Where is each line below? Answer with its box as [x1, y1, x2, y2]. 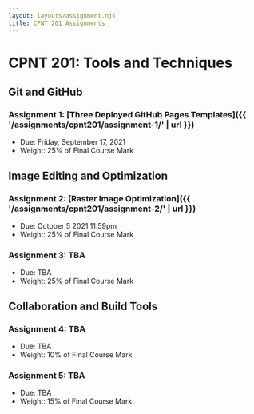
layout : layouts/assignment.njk [8, 11, 116, 20]
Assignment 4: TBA [8, 323, 86, 334]
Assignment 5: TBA [8, 369, 85, 380]
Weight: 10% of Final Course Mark [19, 350, 133, 360]
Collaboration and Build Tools [8, 299, 158, 312]
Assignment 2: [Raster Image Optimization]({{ [8, 193, 191, 204]
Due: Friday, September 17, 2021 [19, 137, 126, 147]
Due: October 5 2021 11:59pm [19, 221, 117, 231]
